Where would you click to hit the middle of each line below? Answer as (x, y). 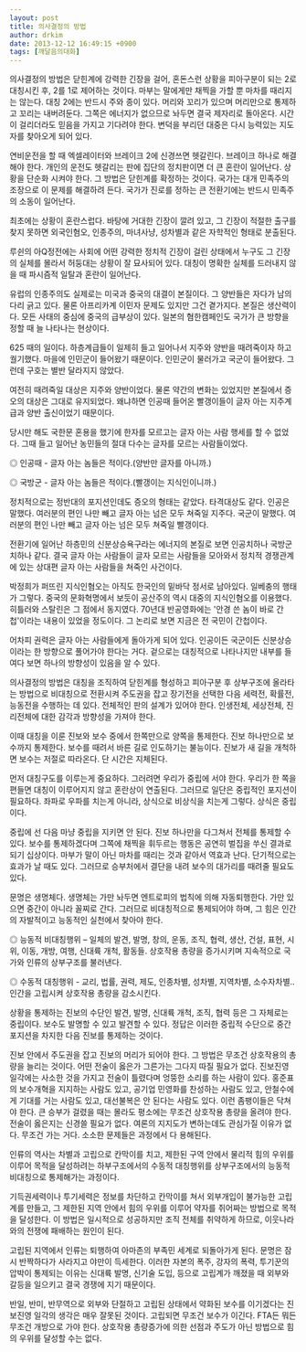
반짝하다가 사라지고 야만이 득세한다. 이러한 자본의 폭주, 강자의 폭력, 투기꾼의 (154, 1262)
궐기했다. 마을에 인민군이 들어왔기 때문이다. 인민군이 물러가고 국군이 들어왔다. (147, 359)
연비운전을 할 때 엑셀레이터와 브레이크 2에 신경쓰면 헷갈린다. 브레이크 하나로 (145, 155)
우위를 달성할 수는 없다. (60, 1338)
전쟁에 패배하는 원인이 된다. (75, 1231)
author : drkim (37, 35)
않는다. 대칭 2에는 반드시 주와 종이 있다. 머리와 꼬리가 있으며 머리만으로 (145, 102)
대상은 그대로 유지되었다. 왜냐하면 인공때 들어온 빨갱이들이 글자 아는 (147, 401)
